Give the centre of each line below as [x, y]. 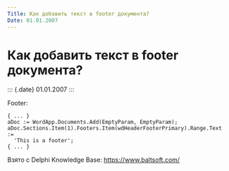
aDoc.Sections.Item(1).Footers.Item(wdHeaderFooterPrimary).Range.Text [114, 128]
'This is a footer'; [44, 141]
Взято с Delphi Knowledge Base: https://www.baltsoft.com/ [94, 160]
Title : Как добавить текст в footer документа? [79, 14]
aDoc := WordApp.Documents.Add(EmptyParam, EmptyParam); [93, 122]
